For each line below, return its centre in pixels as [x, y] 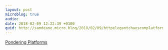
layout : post [19, 10]
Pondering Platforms [26, 42]
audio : [12, 19]
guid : [11, 28]
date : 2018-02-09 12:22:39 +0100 [40, 24]
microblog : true [22, 14]
